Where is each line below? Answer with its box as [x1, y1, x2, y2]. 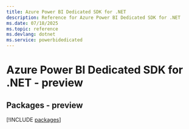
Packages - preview [6, 100, 83, 110]
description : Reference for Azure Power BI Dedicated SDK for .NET [6, 15, 181, 21]
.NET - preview [6, 76, 83, 90]
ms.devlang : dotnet [6, 31, 56, 38]
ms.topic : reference [6, 25, 59, 32]
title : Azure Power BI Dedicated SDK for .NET [6, 8, 126, 15]
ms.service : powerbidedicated [6, 37, 83, 43]
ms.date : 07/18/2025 [6, 20, 59, 26]
